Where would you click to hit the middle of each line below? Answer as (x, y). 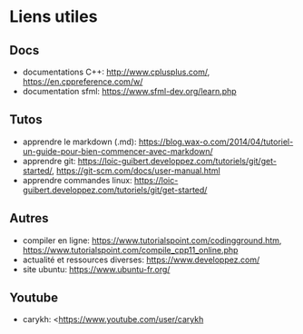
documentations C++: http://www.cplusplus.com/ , (116, 72)
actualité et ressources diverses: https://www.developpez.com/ (141, 260)
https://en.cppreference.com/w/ (83, 82)
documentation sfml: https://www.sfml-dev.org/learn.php (130, 91)
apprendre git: (49, 161)
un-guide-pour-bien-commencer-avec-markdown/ (117, 151)
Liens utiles (54, 17)
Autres (29, 218)
